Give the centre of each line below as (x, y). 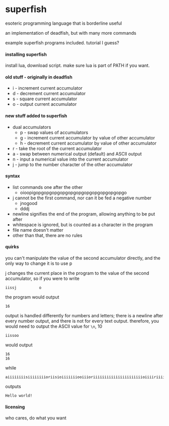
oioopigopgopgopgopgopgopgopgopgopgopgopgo (73, 192)
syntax (13, 176)
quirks (12, 247)
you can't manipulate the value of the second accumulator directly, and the (83, 258)
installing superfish (26, 54)
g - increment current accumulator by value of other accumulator (88, 137)
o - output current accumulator (45, 104)
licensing (15, 407)
